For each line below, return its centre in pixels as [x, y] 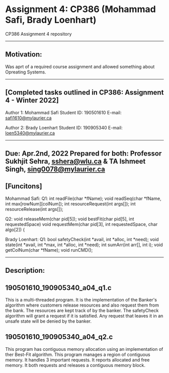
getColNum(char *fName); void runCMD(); [49, 250]
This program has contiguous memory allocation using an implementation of [84, 349]
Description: [25, 271]
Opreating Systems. [26, 72]
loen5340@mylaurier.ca [30, 133]
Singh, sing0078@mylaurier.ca [55, 169]
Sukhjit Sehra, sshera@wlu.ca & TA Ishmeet [75, 161]
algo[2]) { [15, 230]
